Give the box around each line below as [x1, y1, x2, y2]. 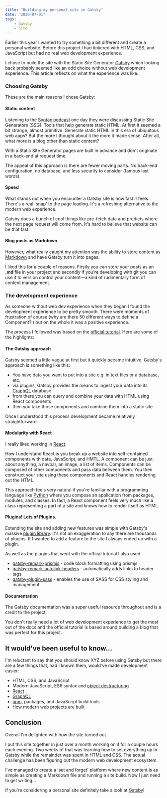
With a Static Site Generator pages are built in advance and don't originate [5, 148, 158, 154]
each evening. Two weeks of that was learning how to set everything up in [5, 746, 158, 753]
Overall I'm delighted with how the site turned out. [5, 731, 108, 738]
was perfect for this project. [5, 630, 62, 636]
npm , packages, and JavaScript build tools [12, 698, 100, 704]
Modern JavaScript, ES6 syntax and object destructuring [12, 682, 129, 688]
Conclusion [5, 718, 42, 727]
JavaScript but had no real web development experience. [5, 50, 123, 56]
